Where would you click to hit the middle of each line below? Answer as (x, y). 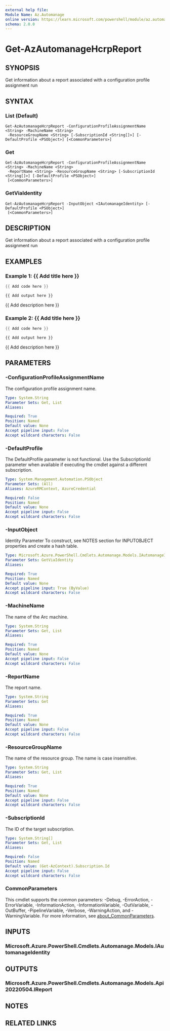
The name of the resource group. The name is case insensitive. (71, 758)
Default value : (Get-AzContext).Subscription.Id (57, 866)
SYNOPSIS (23, 68)
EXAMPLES (24, 261)
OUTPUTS (22, 969)
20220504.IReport (29, 989)
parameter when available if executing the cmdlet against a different (76, 465)
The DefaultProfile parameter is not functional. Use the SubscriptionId (78, 460)
